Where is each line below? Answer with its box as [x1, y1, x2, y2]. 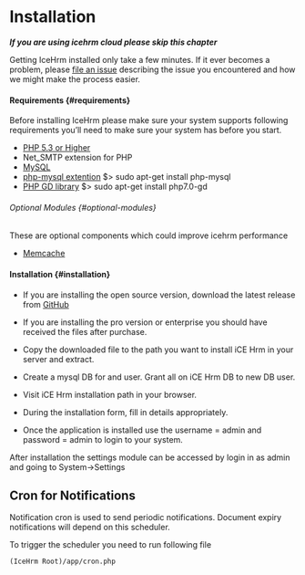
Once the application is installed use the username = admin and [22, 424, 262, 435]
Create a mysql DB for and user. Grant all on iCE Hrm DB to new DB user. [22, 371, 296, 382]
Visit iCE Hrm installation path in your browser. [22, 389, 198, 400]
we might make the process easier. [9, 73, 141, 84]
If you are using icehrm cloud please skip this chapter [9, 37, 218, 47]
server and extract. [22, 353, 95, 364]
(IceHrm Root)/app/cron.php [9, 557, 117, 567]
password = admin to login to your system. [22, 434, 184, 444]
